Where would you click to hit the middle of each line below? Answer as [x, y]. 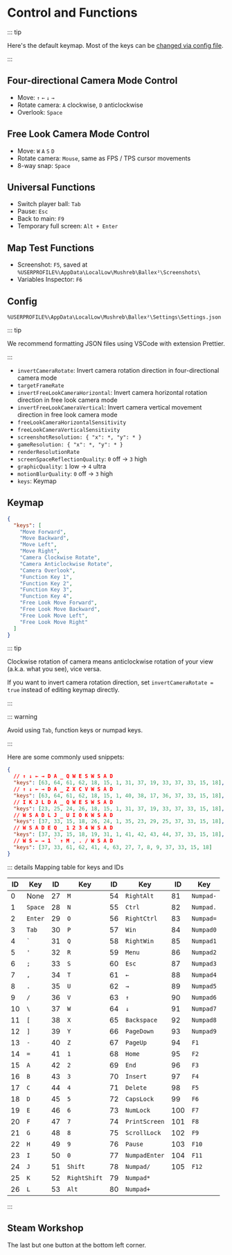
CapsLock [140, 1099]
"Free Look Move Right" [54, 622]
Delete [136, 1087]
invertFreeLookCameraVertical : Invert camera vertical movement [109, 407]
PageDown [140, 1031]
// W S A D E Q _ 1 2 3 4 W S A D [63, 828]
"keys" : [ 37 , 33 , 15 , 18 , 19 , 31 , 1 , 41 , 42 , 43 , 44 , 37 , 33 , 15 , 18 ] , [119, 834]
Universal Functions [51, 187]
